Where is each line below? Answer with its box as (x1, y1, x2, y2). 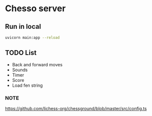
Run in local (5, 22, 41, 31)
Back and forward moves (12, 61, 63, 67)
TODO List (5, 49, 37, 57)
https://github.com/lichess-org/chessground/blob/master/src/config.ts (5, 105, 147, 111)
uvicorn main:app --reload (5, 35, 60, 40)
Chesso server (5, 3, 66, 14)
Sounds (12, 67, 28, 73)
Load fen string (12, 82, 43, 88)
